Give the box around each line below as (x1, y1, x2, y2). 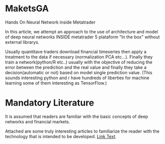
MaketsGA (5, 3, 49, 14)
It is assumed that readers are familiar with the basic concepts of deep (5, 114, 149, 119)
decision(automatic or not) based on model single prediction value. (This (5, 69, 153, 75)
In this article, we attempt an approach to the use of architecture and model (5, 29, 159, 34)
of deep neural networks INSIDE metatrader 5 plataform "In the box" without (5, 34, 160, 40)
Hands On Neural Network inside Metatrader (5, 19, 96, 25)
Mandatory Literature (5, 97, 95, 109)
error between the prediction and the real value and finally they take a (5, 64, 147, 70)
